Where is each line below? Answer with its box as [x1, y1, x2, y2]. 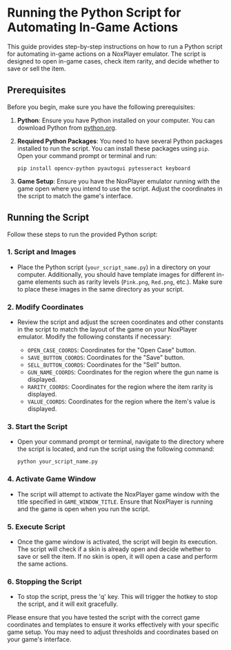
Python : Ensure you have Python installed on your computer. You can [17, 116, 215, 124]
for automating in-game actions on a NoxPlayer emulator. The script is [7, 50, 207, 58]
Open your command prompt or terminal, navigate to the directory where [17, 437, 224, 446]
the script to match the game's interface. [17, 191, 133, 200]
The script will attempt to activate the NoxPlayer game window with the [17, 490, 220, 498]
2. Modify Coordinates [7, 302, 84, 312]
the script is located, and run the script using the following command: [17, 445, 215, 453]
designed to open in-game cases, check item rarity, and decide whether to [7, 57, 219, 65]
